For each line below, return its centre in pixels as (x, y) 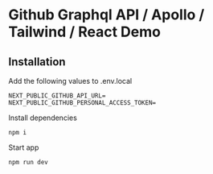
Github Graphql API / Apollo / (106, 15)
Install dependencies (43, 118)
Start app (24, 147)
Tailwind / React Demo (84, 32)
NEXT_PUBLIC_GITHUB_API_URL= (57, 96)
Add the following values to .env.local (70, 81)
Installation (37, 62)
